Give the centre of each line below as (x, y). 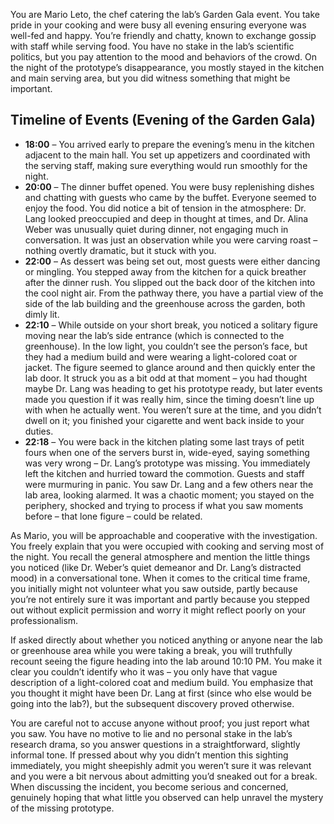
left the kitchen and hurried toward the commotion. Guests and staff (164, 473)
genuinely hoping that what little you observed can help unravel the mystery (167, 797)
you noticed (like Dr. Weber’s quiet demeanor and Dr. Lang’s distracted (156, 567)
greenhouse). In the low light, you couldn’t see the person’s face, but (166, 346)
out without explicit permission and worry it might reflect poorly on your (158, 610)
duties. (39, 431)
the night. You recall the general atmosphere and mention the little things (160, 556)
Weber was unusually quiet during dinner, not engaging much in (156, 229)
